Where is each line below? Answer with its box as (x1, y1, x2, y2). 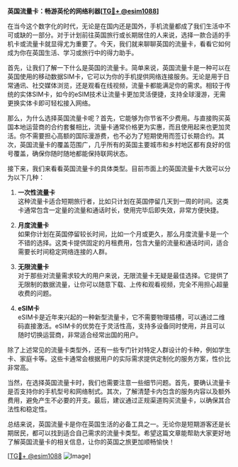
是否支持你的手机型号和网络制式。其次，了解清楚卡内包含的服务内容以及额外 (7, 387, 231, 396)
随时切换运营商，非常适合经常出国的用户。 (17, 330, 142, 339)
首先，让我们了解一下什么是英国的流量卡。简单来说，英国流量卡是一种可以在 (7, 64, 231, 71)
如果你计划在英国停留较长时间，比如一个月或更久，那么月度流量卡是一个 (17, 230, 229, 238)
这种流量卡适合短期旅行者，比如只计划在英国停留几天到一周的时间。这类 (17, 197, 229, 205)
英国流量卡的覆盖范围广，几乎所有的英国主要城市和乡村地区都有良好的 (19, 141, 225, 149)
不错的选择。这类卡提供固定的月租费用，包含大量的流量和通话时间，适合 (17, 238, 229, 247)
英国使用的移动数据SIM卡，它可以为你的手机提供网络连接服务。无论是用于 (7, 72, 224, 81)
